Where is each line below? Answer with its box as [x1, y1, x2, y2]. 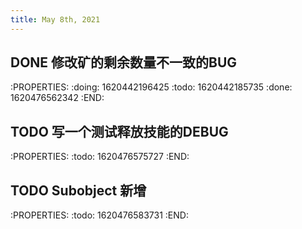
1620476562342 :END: [10, 92, 105, 104]
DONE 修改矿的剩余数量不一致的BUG [10, 54, 238, 71]
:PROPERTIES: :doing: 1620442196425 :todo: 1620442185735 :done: [10, 81, 293, 93]
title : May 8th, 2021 [10, 14, 101, 25]
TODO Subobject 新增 [10, 182, 147, 199]
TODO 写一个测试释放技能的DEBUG [10, 123, 229, 140]
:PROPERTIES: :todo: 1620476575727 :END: [10, 151, 190, 163]
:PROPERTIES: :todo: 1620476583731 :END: [10, 209, 189, 221]
